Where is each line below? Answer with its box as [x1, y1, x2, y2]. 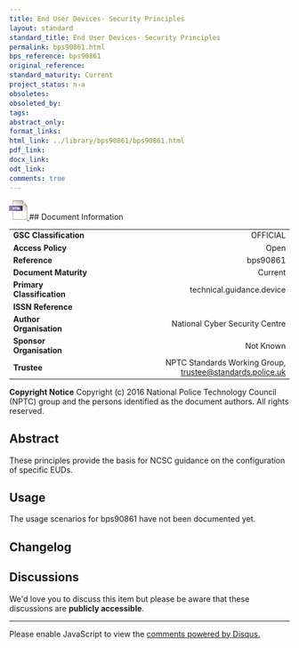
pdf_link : [9, 146, 46, 155]
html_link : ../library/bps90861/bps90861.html [9, 136, 185, 146]
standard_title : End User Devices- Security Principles [9, 33, 221, 42]
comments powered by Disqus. [146, 628, 261, 639]
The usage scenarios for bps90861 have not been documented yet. [9, 514, 256, 524]
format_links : [9, 127, 62, 136]
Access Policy [12, 242, 67, 253]
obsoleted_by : [9, 99, 62, 108]
